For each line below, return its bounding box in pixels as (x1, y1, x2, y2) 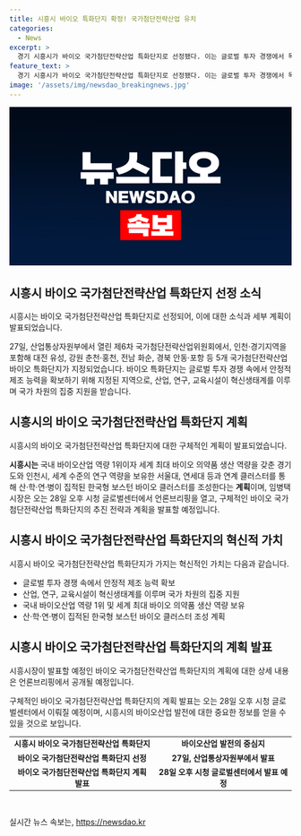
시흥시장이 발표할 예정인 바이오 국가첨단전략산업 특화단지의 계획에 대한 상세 (9, 665, 273, 676)
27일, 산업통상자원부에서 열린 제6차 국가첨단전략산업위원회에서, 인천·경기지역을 (9, 341, 287, 352)
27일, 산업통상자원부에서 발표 (171, 753, 275, 763)
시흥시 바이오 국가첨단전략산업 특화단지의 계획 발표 (9, 640, 273, 655)
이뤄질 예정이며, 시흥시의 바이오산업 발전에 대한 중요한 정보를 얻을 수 (47, 706, 287, 717)
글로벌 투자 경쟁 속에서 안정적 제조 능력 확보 (21, 577, 176, 588)
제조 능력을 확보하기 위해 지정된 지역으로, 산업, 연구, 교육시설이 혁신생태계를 (9, 375, 275, 385)
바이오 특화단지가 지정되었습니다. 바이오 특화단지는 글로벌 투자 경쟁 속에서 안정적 (9, 364, 292, 375)
